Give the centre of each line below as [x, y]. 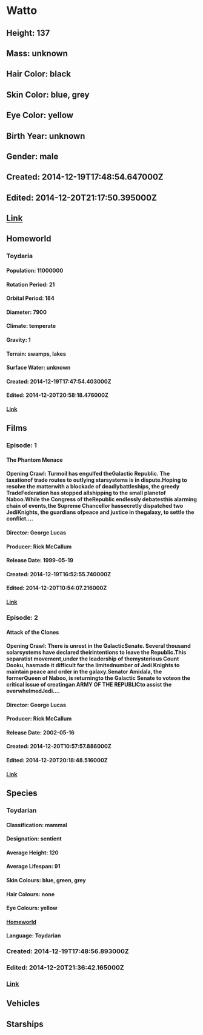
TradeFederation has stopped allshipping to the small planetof [86, 493]
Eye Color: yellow [40, 115]
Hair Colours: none [31, 894]
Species [22, 794]
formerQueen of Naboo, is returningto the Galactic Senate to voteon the [98, 678]
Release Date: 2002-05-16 [40, 732]
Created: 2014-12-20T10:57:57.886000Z [59, 747]
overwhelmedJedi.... [33, 691]
